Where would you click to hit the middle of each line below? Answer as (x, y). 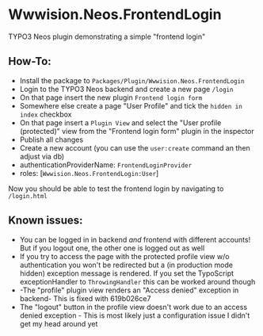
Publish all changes (51, 139)
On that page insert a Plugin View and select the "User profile (120, 122)
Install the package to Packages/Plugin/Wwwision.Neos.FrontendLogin (132, 80)
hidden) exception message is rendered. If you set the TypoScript (127, 273)
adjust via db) (42, 156)
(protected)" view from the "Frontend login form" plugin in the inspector (137, 131)
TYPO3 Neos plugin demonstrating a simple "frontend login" (107, 36)
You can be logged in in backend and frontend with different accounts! (135, 239)
